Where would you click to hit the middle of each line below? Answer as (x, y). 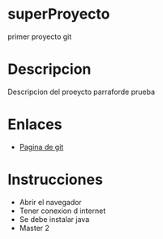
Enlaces (35, 124)
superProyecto (59, 14)
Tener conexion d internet (62, 211)
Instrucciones (55, 180)
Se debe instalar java (54, 219)
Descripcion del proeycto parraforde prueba (81, 92)
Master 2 (34, 228)
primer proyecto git (40, 36)
